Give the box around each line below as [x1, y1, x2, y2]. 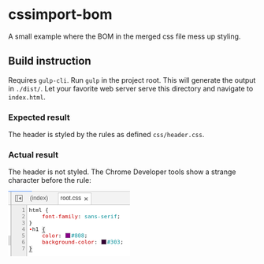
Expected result [8, 112, 70, 123]
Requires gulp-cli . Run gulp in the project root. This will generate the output [8, 75, 256, 84]
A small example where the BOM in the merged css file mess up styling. [8, 32, 241, 41]
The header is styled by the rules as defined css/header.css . [8, 130, 205, 139]
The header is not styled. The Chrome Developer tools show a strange [8, 167, 236, 177]
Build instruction [8, 54, 92, 68]
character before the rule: [8, 176, 92, 185]
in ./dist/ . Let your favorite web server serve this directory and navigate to [8, 84, 254, 93]
